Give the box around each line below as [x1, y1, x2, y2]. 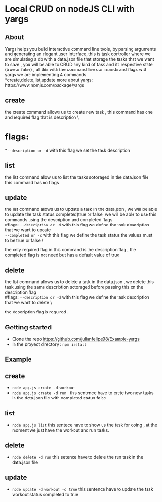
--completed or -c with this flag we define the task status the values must [5, 232, 153, 238]
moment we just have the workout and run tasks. [12, 427, 110, 433]
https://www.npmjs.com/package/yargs [5, 82, 85, 88]
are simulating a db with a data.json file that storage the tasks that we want [5, 56, 154, 62]
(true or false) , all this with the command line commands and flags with [5, 67, 147, 72]
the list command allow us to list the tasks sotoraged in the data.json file [5, 174, 149, 180]
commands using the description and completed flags [5, 217, 113, 223]
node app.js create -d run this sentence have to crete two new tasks [12, 390, 154, 396]
